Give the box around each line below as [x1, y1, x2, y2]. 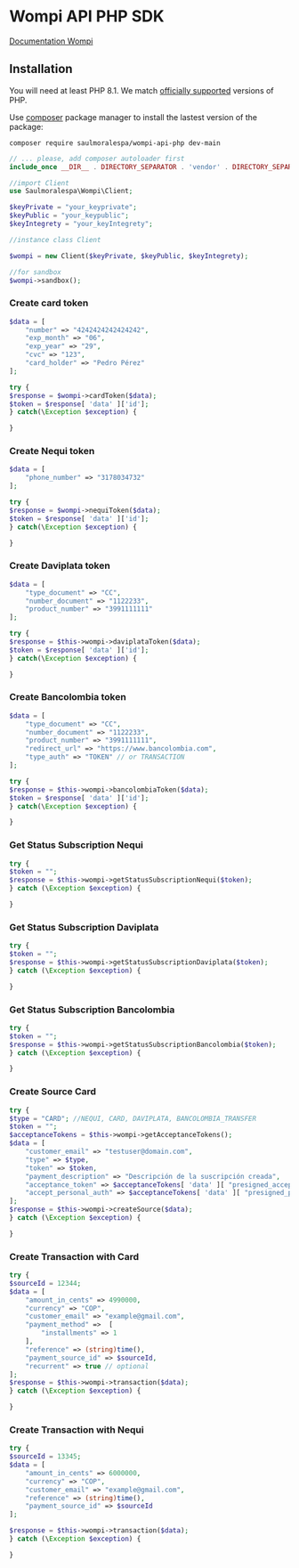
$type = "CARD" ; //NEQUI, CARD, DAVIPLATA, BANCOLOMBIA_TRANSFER [9, 1114, 256, 1123]
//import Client [9, 178, 69, 188]
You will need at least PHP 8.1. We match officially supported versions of [9, 85, 274, 95]
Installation [9, 61, 73, 77]
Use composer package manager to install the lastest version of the [9, 111, 258, 122]
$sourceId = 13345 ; [9, 1452, 82, 1461]
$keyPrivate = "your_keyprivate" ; [9, 203, 138, 212]
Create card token [9, 297, 89, 309]
